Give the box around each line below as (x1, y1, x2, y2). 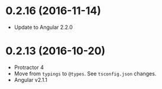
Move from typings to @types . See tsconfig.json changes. (14, 70, 157, 77)
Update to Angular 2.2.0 (14, 24, 73, 31)
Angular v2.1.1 (14, 76, 48, 83)
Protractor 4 (14, 64, 44, 71)
